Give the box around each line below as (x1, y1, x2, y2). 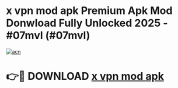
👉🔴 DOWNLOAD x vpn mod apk (6, 70, 165, 83)
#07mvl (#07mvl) (6, 29, 90, 42)
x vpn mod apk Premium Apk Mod (6, 4, 173, 17)
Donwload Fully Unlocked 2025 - (6, 16, 168, 30)
